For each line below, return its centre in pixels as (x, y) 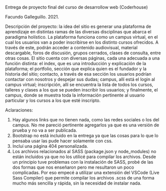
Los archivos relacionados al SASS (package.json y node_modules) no (84, 151)
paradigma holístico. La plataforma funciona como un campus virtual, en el (82, 37)
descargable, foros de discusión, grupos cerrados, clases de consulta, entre (83, 53)
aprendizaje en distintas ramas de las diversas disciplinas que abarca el (78, 32)
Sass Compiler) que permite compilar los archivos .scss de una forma (83, 178)
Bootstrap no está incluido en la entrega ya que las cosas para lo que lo (85, 136)
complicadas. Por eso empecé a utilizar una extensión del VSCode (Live (86, 173)
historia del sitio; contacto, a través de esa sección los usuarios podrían (78, 74)
